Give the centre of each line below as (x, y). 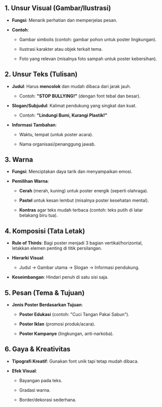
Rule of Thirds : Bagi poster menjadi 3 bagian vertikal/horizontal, (77, 243)
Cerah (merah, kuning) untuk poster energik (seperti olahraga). (83, 191)
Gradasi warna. (35, 390)
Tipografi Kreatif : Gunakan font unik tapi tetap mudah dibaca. (75, 361)
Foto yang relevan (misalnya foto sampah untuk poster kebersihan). (88, 59)
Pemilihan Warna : (30, 181)
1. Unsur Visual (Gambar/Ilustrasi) (58, 8)
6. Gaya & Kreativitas (38, 349)
